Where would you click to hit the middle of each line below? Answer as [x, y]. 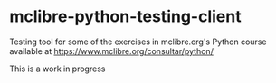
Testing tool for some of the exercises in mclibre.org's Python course [138, 41]
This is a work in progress [57, 69]
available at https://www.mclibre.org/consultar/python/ [112, 51]
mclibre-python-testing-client [125, 17]
